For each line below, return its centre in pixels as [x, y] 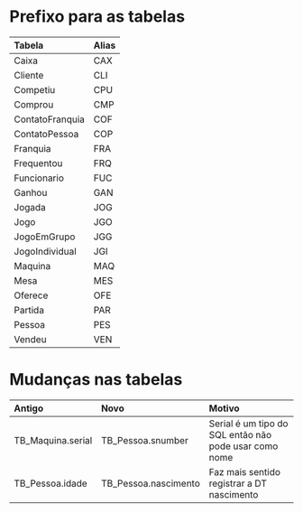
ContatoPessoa [46, 134]
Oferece [31, 295]
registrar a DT [238, 483]
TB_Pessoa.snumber [145, 440]
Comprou [34, 104]
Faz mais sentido [245, 471]
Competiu [35, 89]
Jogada [30, 207]
